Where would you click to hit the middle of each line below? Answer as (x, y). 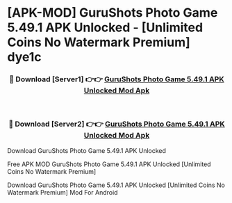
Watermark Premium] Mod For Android (63, 192)
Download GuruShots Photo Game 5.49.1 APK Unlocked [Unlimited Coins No (116, 185)
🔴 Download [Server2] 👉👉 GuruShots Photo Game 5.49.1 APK (117, 124)
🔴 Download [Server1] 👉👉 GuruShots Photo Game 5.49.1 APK (117, 79)
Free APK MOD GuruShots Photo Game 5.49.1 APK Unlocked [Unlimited (109, 164)
